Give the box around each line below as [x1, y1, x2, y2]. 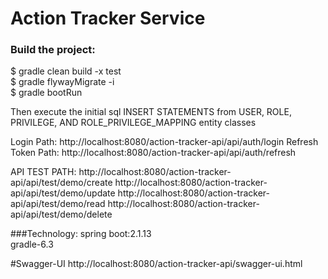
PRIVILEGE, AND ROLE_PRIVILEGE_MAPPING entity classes [10, 117, 257, 129]
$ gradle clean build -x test [10, 65, 122, 77]
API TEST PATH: [10, 166, 77, 178]
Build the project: [10, 43, 96, 57]
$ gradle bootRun [10, 87, 83, 99]
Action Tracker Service [10, 7, 206, 30]
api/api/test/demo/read [10, 198, 106, 210]
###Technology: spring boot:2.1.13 [10, 228, 152, 240]
